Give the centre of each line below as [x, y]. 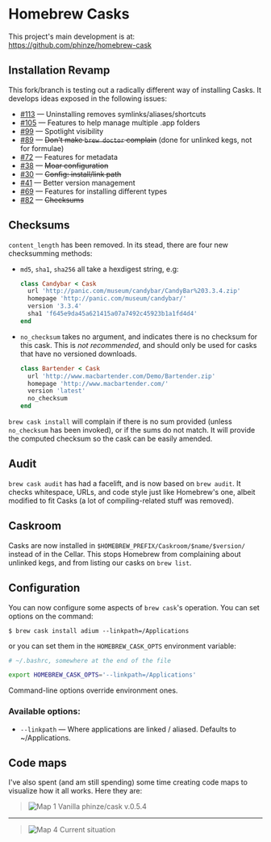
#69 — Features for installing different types [94, 191]
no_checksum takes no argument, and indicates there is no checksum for [139, 337]
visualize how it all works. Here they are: [75, 791]
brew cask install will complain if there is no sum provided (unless [120, 421]
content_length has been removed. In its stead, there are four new [118, 245]
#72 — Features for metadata [69, 157]
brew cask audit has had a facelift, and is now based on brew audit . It [125, 483]
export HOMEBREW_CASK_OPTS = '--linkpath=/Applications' [102, 675]
